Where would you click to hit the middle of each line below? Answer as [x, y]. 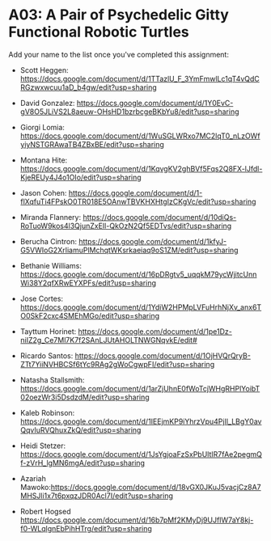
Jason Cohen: [43, 192]
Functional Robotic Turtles [99, 32]
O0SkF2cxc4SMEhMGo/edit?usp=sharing [90, 315]
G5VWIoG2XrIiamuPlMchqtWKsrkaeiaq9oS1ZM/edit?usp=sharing [129, 250]
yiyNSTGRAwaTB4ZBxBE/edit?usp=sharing [92, 144]
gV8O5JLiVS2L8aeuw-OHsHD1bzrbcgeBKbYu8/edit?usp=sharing [130, 112]
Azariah [33, 478]
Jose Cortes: [41, 298]
